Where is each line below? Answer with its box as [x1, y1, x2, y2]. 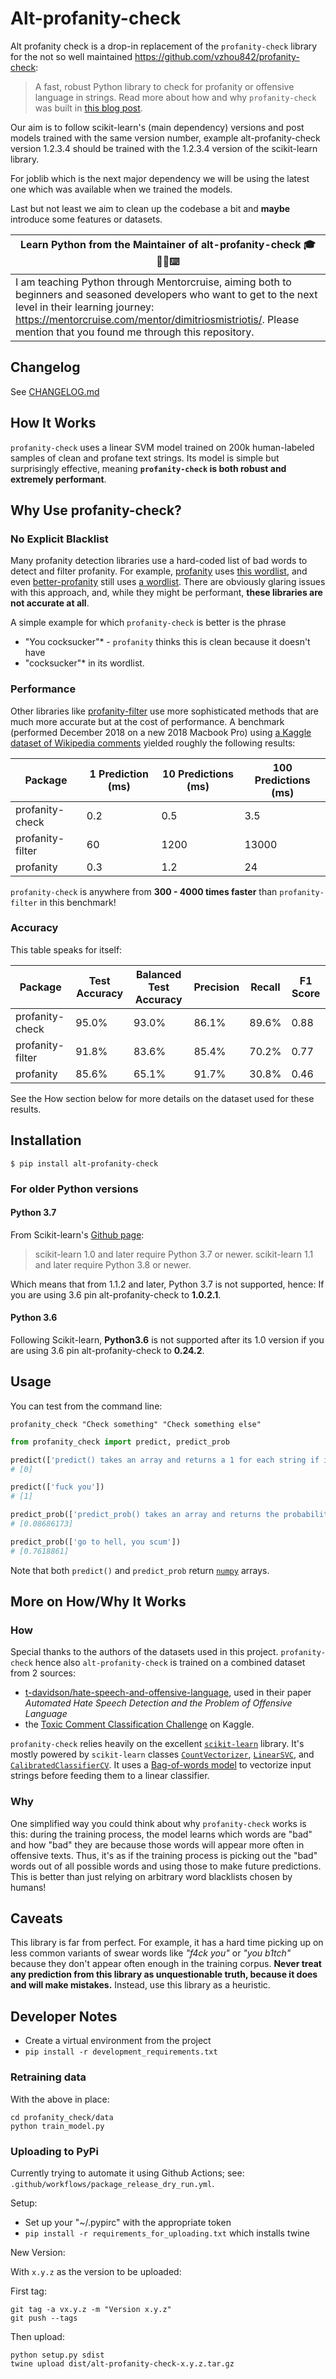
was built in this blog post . [34, 102, 143, 114]
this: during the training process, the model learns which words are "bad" [10, 1828, 313, 1840]
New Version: [10, 2246, 66, 2258]
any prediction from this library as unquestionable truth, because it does [10, 1968, 318, 1981]
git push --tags [10, 2313, 78, 2323]
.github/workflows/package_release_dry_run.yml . [10, 2177, 215, 2189]
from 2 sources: [10, 1667, 76, 1679]
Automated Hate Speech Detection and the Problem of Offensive [24, 1697, 293, 1709]
